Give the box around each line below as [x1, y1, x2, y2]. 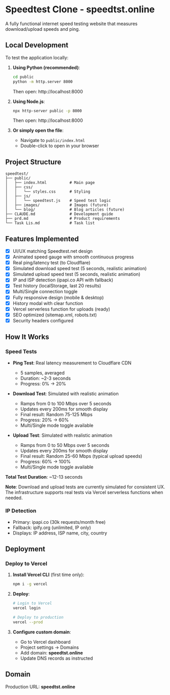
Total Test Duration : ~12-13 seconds [5, 474, 83, 480]
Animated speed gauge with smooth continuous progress [12, 254, 134, 260]
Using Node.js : [12, 98, 45, 105]
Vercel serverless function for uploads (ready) [12, 306, 111, 312]
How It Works [5, 333, 50, 341]
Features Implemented [5, 234, 79, 243]
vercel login [12, 606, 41, 611]
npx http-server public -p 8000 [12, 108, 82, 113]
